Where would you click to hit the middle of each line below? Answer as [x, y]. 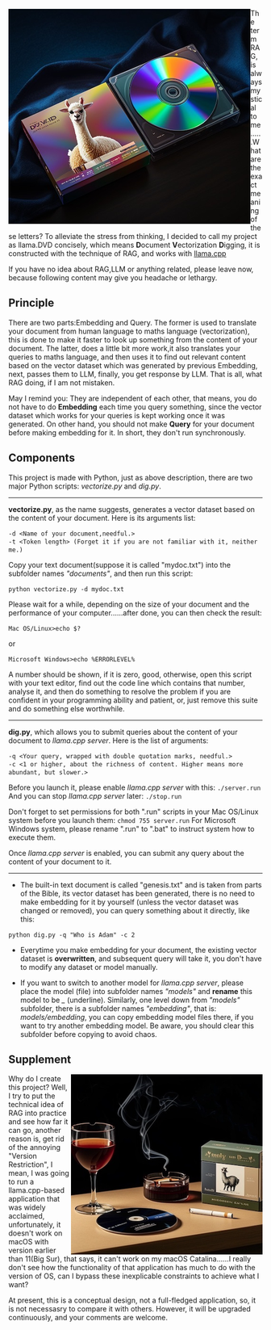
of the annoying [35, 1147]
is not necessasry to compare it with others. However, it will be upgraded [130, 1309]
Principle [31, 303]
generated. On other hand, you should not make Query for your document [131, 424]
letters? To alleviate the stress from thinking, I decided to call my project [138, 236]
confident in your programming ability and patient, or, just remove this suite [133, 700]
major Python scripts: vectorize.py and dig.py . [85, 486]
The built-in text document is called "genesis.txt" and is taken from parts [141, 884]
